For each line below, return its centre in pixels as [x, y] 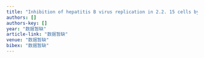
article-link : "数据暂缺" [37, 34]
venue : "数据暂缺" [28, 40]
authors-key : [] [27, 23]
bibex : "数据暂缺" [28, 46]
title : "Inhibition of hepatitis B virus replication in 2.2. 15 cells [99, 12]
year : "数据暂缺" [26, 29]
